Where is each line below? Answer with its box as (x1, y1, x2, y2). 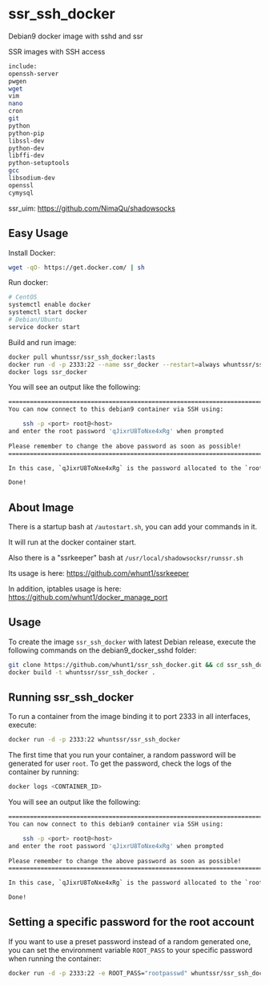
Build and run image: (8, 337, 77, 347)
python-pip (8, 129, 45, 137)
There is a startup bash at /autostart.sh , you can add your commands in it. (8, 522, 258, 532)
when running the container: (8, 954, 102, 963)
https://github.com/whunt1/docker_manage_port (8, 593, 168, 602)
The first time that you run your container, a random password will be (8, 750, 236, 760)
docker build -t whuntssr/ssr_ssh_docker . (8, 668, 156, 677)
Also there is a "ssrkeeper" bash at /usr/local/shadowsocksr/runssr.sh (8, 553, 244, 563)
